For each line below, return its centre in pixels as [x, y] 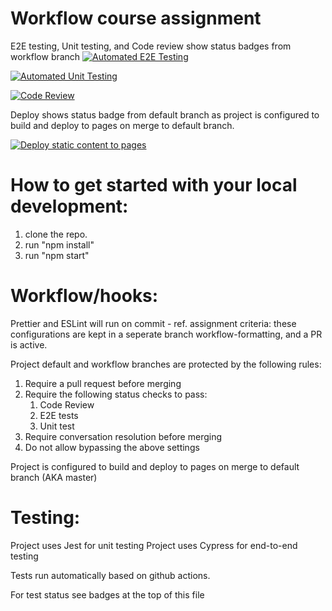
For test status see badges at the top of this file [107, 594]
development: [69, 206]
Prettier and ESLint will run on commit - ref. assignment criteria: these [153, 323]
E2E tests [59, 415]
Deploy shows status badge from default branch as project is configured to [165, 114]
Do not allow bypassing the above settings [112, 447]
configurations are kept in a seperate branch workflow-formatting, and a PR [166, 334]
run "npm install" [59, 244]
